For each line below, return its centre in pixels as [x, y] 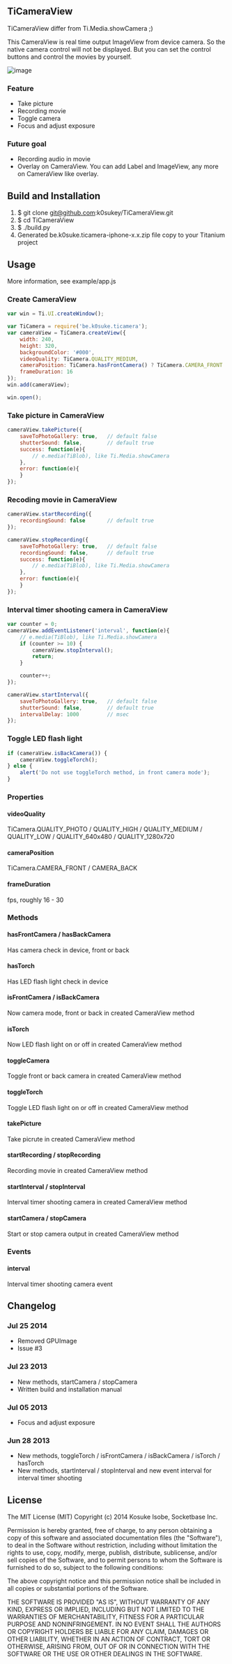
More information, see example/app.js [62, 282]
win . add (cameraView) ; [39, 385]
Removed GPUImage [47, 1341]
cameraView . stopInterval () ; [73, 650]
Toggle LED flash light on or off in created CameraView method [98, 1107]
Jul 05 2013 [28, 1407]
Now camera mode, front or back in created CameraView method [101, 1013]
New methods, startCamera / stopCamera [77, 1382]
